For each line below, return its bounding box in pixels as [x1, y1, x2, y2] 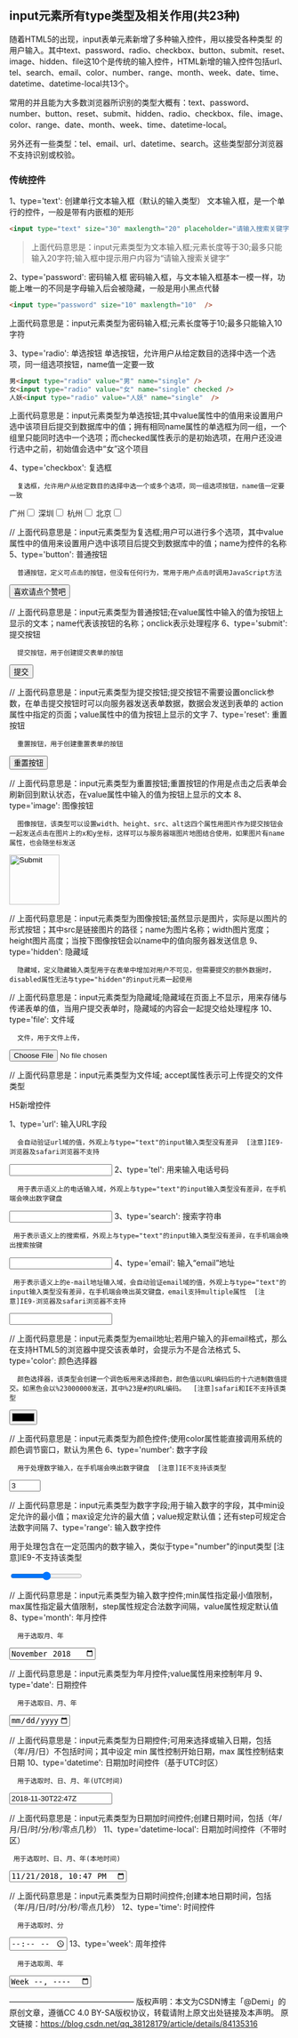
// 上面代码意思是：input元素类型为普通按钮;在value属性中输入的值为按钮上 [9, 607, 284, 618]
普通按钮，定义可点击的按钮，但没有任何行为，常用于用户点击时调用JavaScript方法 [17, 568, 283, 578]
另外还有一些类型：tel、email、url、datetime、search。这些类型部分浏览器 [9, 138, 284, 148]
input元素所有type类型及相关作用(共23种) [9, 8, 240, 24]
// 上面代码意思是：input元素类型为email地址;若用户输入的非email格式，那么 [9, 1333, 287, 1344]
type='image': [9, 800, 60, 811]
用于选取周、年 [17, 1960, 64, 1969]
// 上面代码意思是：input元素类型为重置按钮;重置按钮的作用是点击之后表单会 [9, 778, 287, 789]
